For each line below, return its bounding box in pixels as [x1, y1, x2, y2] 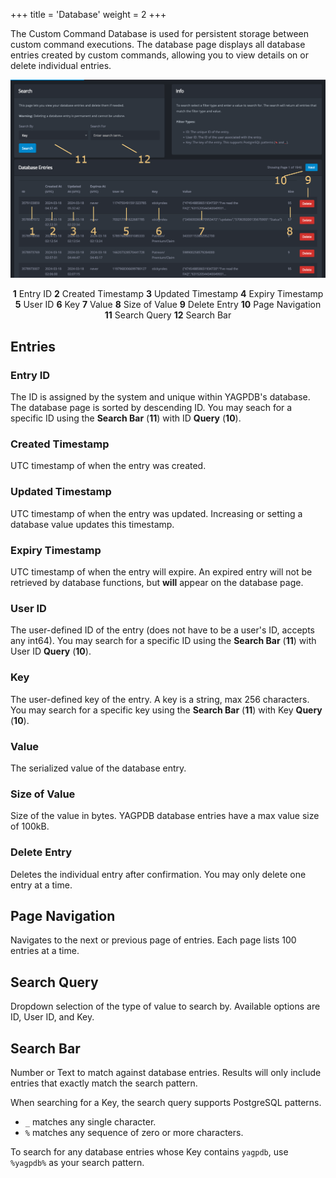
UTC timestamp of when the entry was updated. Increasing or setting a [10, 507, 303, 519]
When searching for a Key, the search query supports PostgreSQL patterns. [10, 1096, 322, 1108]
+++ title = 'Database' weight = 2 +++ [10, 9, 167, 20]
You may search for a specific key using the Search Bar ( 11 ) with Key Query [10, 704, 323, 716]
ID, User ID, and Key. [10, 1011, 95, 1023]
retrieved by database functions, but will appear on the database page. [10, 577, 304, 589]
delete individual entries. [10, 60, 112, 71]
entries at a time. [10, 945, 80, 957]
